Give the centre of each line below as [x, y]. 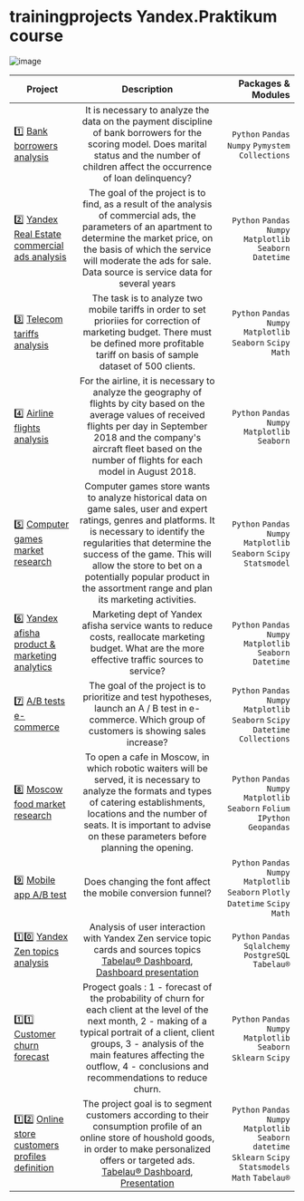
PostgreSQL [267, 955]
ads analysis [40, 257]
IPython [274, 818]
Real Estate [38, 235]
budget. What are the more [147, 648]
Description [147, 89]
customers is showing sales [147, 731]
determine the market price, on [147, 237]
